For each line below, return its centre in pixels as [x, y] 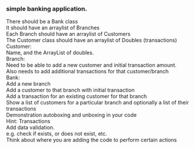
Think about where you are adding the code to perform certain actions [92, 140]
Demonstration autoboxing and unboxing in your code [72, 115]
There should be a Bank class [42, 22]
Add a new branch [29, 84]
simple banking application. [47, 9]
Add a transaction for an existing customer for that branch [77, 96]
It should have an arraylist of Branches [53, 28]
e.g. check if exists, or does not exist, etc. [57, 134]
